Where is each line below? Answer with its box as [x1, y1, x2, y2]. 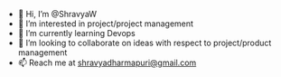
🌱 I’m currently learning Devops [17, 28, 136, 38]
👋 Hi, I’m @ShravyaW [17, 9, 98, 19]
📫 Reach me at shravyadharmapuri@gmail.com [17, 57, 197, 68]
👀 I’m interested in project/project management [17, 18, 194, 29]
